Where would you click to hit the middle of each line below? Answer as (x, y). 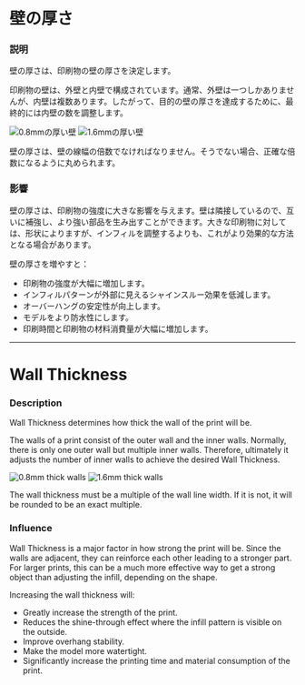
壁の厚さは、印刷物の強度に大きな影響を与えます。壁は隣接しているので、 (148, 210)
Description (36, 403)
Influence (31, 529)
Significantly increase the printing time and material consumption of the (156, 660)
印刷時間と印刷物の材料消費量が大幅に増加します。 (118, 328)
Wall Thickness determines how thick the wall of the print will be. (131, 423)
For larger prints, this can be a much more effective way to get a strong (143, 567)
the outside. (45, 631)
